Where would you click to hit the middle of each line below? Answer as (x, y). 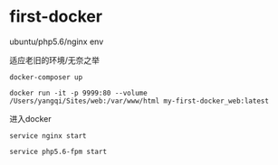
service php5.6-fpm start (58, 151)
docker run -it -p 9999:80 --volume (78, 93)
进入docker (30, 118)
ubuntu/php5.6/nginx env (57, 41)
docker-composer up (46, 77)
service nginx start (48, 136)
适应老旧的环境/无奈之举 (55, 60)
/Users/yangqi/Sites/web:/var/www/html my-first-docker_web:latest (139, 101)
